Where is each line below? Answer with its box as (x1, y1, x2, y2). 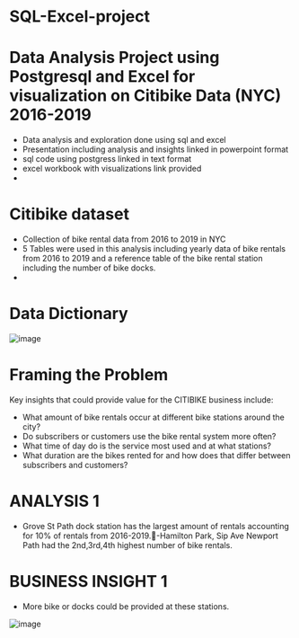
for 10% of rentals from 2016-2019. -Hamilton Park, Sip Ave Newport (22, 530, 278, 541)
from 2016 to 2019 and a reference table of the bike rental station (22, 253, 263, 264)
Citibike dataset (9, 204, 130, 225)
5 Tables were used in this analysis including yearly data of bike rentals (22, 244, 286, 254)
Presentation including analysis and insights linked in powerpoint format (22, 144, 289, 155)
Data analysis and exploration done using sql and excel (22, 135, 226, 146)
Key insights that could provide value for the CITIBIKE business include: (9, 394, 274, 405)
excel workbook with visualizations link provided (22, 164, 202, 174)
